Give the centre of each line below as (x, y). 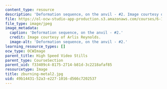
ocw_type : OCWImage (25, 51)
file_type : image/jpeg (29, 23)
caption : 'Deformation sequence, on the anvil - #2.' (66, 33)
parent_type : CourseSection (34, 60)
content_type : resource (30, 10)
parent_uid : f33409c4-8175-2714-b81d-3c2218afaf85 (59, 65)
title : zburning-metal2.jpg (34, 74)
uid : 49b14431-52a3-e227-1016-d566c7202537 (51, 79)
